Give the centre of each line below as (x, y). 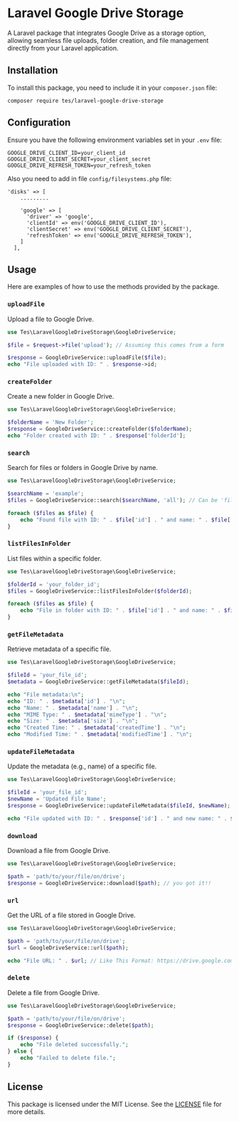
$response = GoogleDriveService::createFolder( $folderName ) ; (100, 429)
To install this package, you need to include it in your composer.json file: (112, 88)
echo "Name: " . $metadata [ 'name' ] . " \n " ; (73, 708)
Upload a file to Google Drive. (51, 319)
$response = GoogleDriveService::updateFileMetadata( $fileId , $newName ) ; (119, 806)
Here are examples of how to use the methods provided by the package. (113, 287)
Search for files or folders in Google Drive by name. (83, 468)
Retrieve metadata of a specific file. (59, 649)
